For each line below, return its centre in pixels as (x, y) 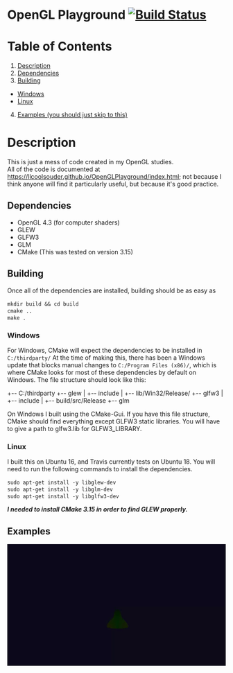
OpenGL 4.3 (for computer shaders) (68, 222)
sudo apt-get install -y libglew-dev (62, 483)
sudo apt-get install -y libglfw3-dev (63, 497)
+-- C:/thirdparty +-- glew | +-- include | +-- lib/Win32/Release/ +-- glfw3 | (115, 393)
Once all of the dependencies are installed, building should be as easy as (112, 290)
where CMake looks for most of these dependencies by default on (102, 372)
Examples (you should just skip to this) (72, 115)
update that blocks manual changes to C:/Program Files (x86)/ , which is (112, 365)
